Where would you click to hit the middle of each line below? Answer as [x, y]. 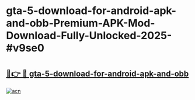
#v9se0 [25, 48]
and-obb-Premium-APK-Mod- [81, 23]
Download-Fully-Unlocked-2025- [89, 36]
